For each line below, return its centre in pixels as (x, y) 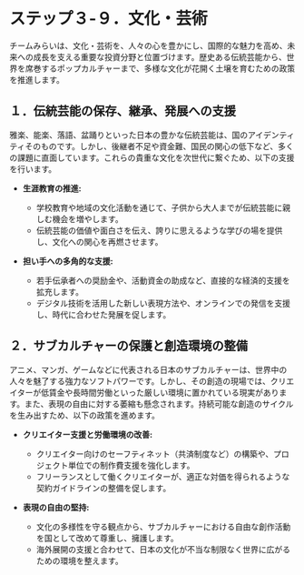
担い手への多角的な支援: (68, 261)
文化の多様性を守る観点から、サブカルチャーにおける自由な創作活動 (163, 526)
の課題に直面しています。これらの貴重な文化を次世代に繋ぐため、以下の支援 (152, 157)
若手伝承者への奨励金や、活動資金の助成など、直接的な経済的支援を (163, 280)
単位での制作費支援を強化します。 (131, 465)
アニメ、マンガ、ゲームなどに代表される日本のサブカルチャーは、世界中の (148, 369)
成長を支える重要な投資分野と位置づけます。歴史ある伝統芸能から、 (160, 56)
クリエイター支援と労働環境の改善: (87, 434)
